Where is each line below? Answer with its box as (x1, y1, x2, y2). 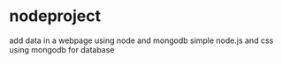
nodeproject (9, 6, 102, 26)
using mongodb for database (9, 44, 115, 54)
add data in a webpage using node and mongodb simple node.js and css (9, 35, 274, 46)
